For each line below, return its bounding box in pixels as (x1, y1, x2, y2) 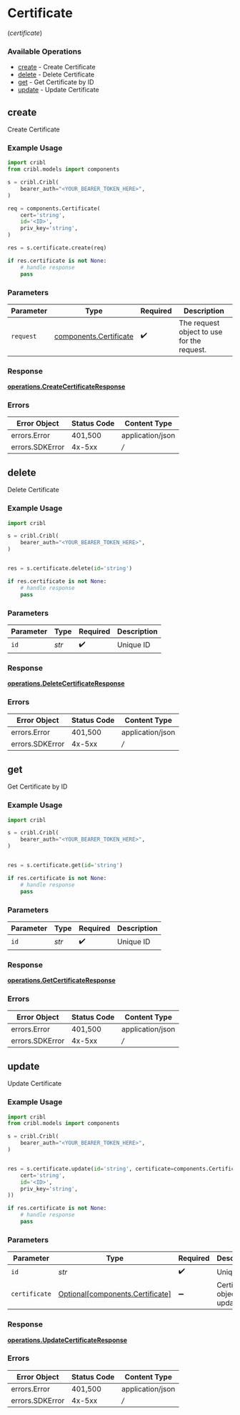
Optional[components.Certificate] (58, 1289, 171, 1299)
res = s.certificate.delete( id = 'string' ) (7, 565, 133, 572)
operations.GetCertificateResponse (7, 976, 116, 985)
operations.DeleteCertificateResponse (7, 679, 125, 688)
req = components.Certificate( (7, 205, 101, 212)
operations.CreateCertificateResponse (7, 382, 126, 391)
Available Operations (7, 46, 82, 56)
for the (178, 336, 201, 346)
